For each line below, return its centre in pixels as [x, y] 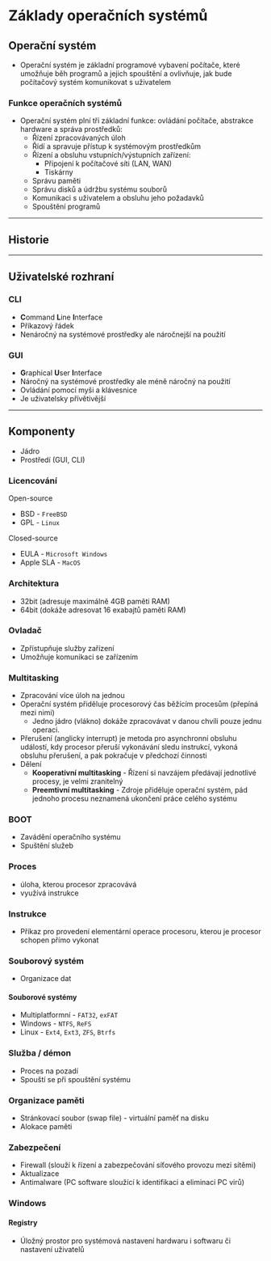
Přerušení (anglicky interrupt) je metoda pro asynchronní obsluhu [128, 738]
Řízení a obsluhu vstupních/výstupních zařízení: [111, 155]
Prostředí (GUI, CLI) [52, 459]
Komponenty [42, 432]
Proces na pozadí [49, 1071]
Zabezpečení [35, 1147]
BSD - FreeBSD [44, 514]
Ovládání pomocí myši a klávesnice [78, 390]
